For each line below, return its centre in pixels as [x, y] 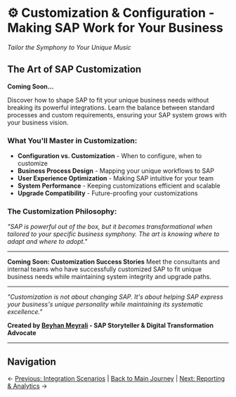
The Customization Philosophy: [62, 211]
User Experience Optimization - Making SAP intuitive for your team [116, 178]
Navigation [32, 362]
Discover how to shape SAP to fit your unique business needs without [108, 100]
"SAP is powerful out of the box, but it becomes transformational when [110, 227]
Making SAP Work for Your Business [115, 28]
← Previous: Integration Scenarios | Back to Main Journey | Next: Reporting [116, 379]
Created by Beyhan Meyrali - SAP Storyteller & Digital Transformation [111, 325]
